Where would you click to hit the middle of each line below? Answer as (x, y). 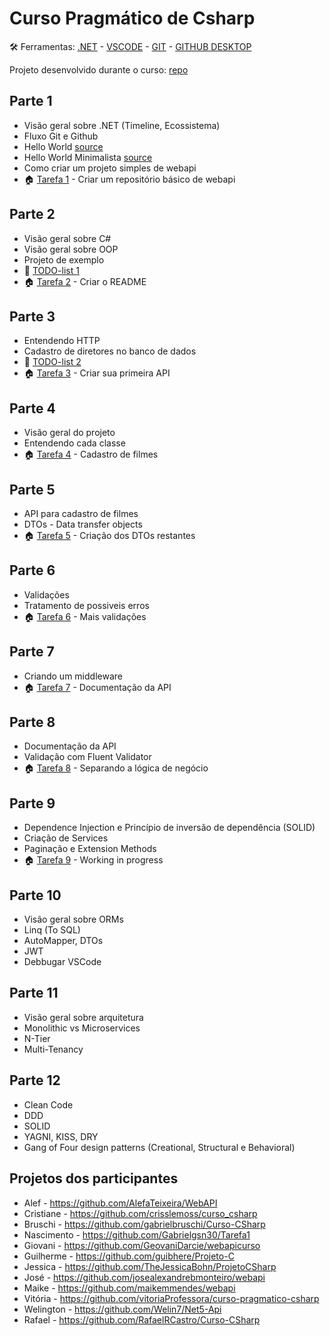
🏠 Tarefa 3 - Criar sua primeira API (97, 373)
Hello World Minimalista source (88, 157)
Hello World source (63, 146)
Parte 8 (32, 722)
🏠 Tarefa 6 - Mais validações (85, 616)
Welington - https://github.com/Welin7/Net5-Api (122, 1309)
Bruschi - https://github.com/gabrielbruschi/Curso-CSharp (144, 1224)
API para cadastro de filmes (81, 513)
